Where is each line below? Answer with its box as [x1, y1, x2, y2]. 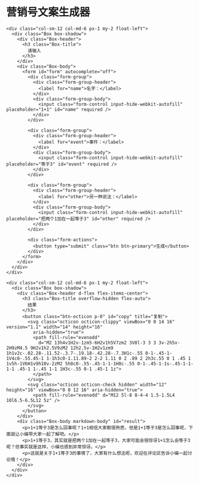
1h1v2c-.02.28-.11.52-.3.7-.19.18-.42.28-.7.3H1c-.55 [6, 350, 143, 356]
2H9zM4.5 [6, 345, 28, 351]
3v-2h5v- [158, 340, 180, 346]
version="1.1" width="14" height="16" [6, 324, 103, 330]
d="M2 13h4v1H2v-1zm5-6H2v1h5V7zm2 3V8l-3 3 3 [38, 340, 157, 346]
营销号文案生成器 [6, 5, 91, 19]
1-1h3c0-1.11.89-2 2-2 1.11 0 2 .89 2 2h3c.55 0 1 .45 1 [46, 355, 191, 361]
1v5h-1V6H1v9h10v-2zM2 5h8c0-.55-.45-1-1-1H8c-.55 [6, 361, 135, 367]
